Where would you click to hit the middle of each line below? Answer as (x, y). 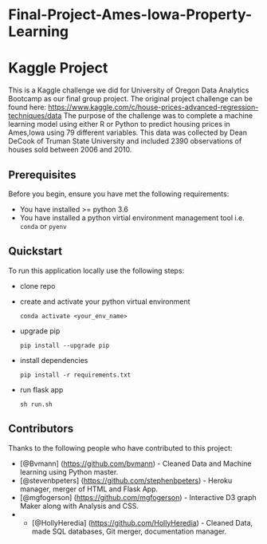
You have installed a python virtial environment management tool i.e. (132, 218)
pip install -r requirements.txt (75, 375)
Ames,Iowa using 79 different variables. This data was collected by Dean (128, 132)
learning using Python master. (69, 471)
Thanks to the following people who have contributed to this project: (120, 447)
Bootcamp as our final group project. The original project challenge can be (131, 99)
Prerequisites (42, 174)
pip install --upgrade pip (65, 345)
